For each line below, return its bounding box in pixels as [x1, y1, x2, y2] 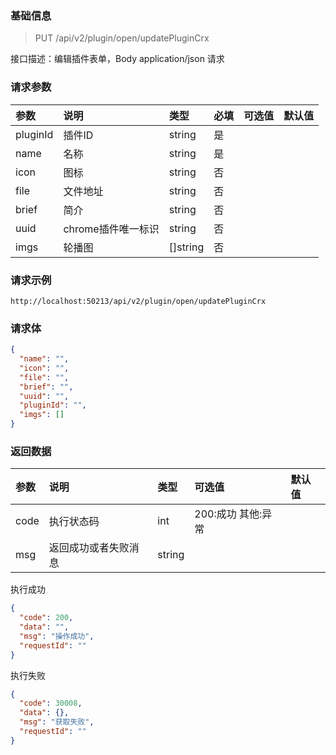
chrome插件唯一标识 [63, 222, 160, 236]
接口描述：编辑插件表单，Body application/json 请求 [10, 53, 225, 65]
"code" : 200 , [19, 613, 74, 623]
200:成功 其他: [194, 507, 263, 521]
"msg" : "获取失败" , [19, 717, 95, 727]
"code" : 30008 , [19, 698, 83, 709]
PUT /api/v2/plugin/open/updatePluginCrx [34, 32, 210, 44]
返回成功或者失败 [48, 541, 130, 555]
